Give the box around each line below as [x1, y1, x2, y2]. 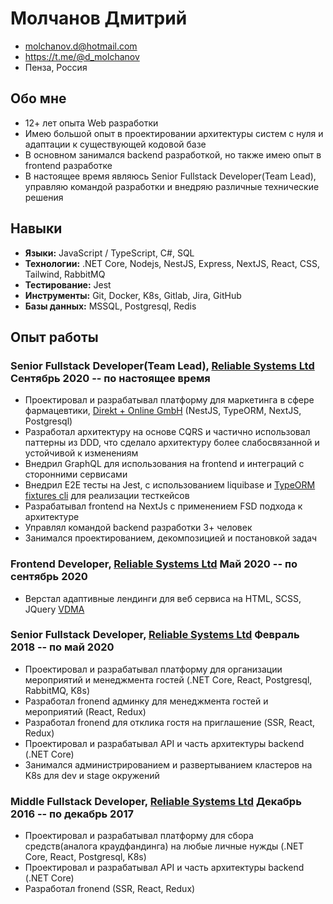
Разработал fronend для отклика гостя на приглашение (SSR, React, [24, 716, 316, 728]
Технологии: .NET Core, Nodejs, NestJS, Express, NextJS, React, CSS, [24, 257, 321, 269]
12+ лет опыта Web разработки [24, 117, 159, 129]
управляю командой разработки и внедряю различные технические [24, 180, 320, 192]
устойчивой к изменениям [24, 447, 139, 459]
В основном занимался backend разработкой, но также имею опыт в [24, 148, 322, 161]
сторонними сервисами [24, 468, 128, 481]
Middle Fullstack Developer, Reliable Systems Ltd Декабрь [10, 794, 302, 808]
